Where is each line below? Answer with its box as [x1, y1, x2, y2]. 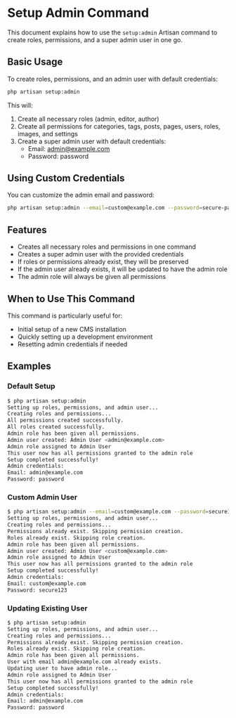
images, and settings [17, 129, 79, 138]
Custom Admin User [7, 492, 78, 502]
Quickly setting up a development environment [17, 332, 153, 341]
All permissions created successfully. [7, 417, 124, 424]
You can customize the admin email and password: [7, 191, 155, 200]
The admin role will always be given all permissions [17, 273, 166, 281]
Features [7, 223, 47, 236]
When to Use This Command [7, 293, 136, 305]
